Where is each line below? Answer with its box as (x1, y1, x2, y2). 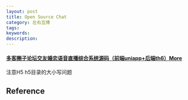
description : (6, 36, 38, 42)
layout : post (6, 8, 38, 15)
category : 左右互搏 (6, 19, 51, 25)
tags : (6, 25, 19, 31)
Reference (6, 86, 45, 96)
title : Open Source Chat (6, 14, 67, 20)
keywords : (6, 30, 31, 36)
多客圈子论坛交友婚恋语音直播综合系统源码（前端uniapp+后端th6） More (6, 54, 182, 61)
